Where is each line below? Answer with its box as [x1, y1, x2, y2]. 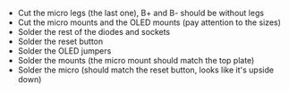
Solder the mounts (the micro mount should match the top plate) [17, 55, 255, 65]
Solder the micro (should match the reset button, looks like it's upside [17, 64, 275, 75]
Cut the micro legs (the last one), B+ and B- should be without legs [17, 8, 265, 18]
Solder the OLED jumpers [17, 46, 112, 56]
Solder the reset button [17, 36, 104, 46]
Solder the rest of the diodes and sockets [17, 27, 171, 37]
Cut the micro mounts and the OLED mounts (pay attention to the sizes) [17, 17, 282, 28]
